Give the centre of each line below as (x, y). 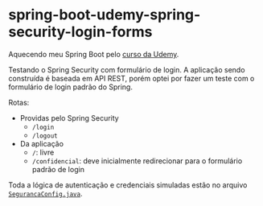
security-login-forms (80, 32)
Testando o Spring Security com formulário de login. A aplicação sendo (127, 69)
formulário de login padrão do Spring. (70, 87)
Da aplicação (42, 143)
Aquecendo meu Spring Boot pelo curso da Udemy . (94, 54)
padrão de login (58, 169)
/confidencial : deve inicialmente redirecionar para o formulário (137, 161)
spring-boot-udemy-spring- (105, 15)
